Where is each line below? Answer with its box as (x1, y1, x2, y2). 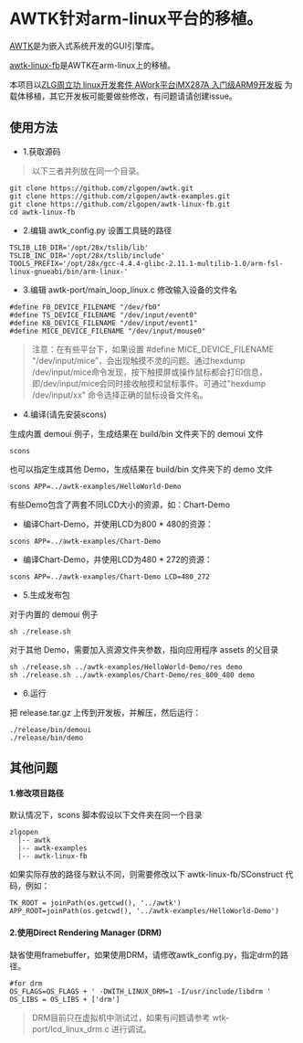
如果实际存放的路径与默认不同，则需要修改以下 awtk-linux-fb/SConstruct (9, 869, 284, 880)
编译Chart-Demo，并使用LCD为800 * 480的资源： (22, 518, 214, 529)
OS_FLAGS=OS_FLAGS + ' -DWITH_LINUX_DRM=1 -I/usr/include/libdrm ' (9, 986, 272, 996)
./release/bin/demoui (9, 725, 92, 734)
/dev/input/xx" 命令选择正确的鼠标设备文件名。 (31, 389, 208, 400)
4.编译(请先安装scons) (22, 409, 108, 420)
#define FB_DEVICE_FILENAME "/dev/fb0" (9, 303, 162, 312)
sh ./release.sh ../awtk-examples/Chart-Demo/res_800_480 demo (9, 670, 256, 679)
